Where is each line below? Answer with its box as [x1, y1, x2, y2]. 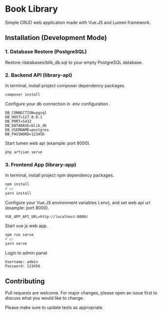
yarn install [5, 191, 32, 196]
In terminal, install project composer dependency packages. [5, 82, 126, 88]
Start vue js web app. [5, 223, 48, 229]
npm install [5, 181, 29, 186]
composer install [5, 92, 40, 97]
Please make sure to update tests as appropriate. [5, 305, 104, 311]
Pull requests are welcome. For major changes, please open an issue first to [5, 290, 158, 296]
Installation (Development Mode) [5, 34, 107, 42]
